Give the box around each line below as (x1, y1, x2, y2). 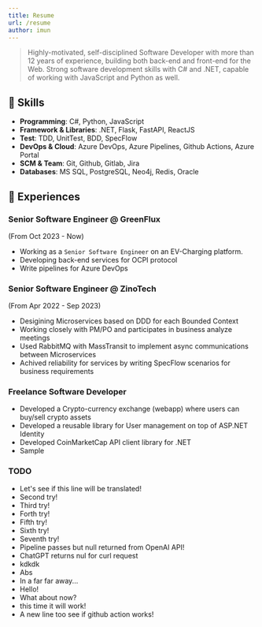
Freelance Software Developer (8, 386, 127, 397)
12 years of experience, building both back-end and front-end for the (27, 56, 252, 65)
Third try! (19, 500, 50, 509)
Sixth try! (19, 525, 50, 535)
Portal (19, 151, 39, 160)
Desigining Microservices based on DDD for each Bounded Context (19, 316, 238, 326)
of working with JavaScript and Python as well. (27, 73, 180, 83)
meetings (19, 333, 50, 343)
